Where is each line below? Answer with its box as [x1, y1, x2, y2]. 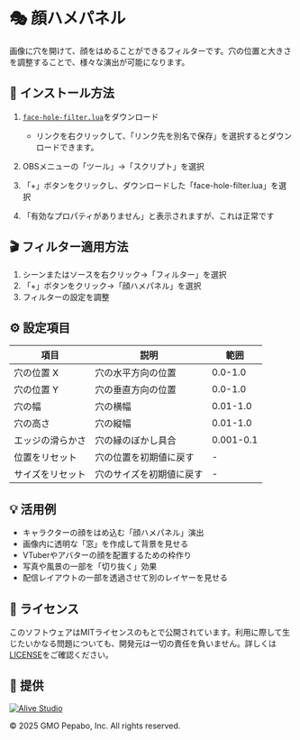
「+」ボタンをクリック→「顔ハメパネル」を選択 [22, 280, 202, 291]
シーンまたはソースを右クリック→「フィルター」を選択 [22, 269, 227, 279]
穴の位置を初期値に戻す [95, 452, 195, 464]
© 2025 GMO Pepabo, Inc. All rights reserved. [9, 720, 181, 731]
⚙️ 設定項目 [9, 320, 70, 335]
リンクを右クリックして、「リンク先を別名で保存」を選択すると [35, 130, 268, 141]
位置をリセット [14, 452, 78, 464]
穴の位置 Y [14, 384, 59, 397]
